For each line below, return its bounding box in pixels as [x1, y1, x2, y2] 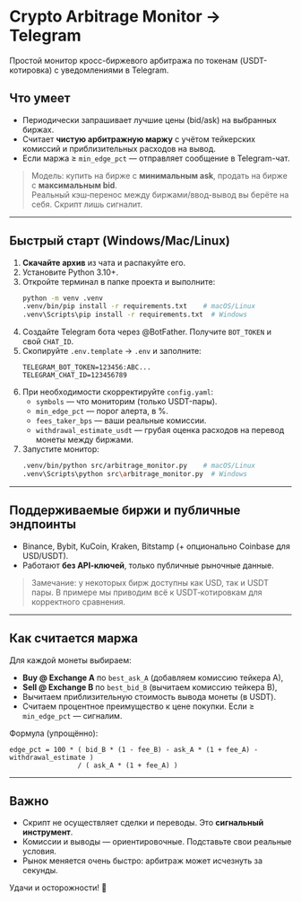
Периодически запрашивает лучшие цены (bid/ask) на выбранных [21, 114, 278, 125]
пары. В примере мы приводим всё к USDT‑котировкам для [30, 587, 262, 597]
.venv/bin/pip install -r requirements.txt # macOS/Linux [21, 302, 256, 311]
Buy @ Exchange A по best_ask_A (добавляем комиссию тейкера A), [21, 672, 284, 683]
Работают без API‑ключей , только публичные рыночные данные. [21, 560, 275, 570]
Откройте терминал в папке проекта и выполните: [21, 276, 216, 287]
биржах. [21, 124, 55, 135]
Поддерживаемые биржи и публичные [9, 503, 241, 518]
